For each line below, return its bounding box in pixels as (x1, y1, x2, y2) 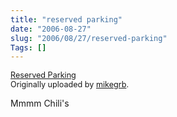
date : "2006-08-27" (10, 24, 92, 34)
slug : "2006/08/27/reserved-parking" (10, 33, 168, 43)
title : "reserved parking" (10, 14, 123, 25)
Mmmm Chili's (10, 97, 70, 110)
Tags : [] (10, 42, 47, 53)
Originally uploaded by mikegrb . (10, 79, 130, 90)
